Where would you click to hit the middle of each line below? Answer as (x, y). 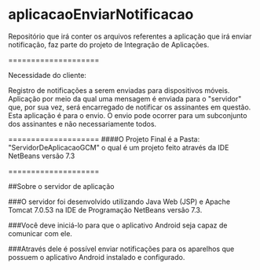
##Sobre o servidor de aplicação (61, 186)
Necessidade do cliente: (47, 75)
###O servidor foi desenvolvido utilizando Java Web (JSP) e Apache (119, 202)
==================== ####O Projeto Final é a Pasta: (104, 139)
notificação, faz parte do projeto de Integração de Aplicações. (109, 44)
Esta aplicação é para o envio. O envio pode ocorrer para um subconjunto (128, 115)
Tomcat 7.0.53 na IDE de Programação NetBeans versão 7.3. (105, 209)
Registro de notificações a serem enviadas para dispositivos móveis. (119, 90)
